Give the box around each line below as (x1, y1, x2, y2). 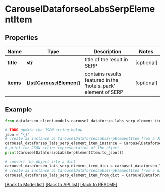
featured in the (84, 77, 119, 83)
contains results (84, 70, 122, 77)
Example (5, 106, 32, 114)
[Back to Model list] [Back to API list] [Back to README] (5, 182, 118, 188)
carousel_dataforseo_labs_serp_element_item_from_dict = (5, 173, 124, 178)
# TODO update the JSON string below (5, 127, 82, 132)
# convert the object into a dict (5, 159, 76, 164)
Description (93, 48, 122, 55)
